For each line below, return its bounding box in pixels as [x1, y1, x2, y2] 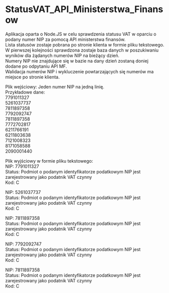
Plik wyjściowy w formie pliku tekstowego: [5, 158, 93, 164]
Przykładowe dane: [5, 89, 45, 95]
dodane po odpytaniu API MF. [5, 63, 67, 69]
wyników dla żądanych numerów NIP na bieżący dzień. [5, 52, 120, 59]
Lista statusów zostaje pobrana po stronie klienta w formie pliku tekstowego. [5, 41, 164, 47]
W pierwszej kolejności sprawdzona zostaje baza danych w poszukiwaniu [5, 47, 159, 53]
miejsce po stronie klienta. [5, 74, 60, 80]
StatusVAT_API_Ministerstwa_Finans [5, 4, 163, 15]
